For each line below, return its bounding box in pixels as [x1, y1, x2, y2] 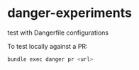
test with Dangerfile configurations [7, 28, 109, 37]
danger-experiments [7, 5, 133, 21]
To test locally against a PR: [7, 42, 88, 50]
